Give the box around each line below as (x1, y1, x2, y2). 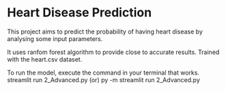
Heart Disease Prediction (7, 5, 152, 21)
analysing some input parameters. (7, 34, 103, 42)
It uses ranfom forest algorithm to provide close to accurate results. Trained (7, 48, 220, 56)
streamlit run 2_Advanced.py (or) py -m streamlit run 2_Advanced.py (7, 75, 200, 83)
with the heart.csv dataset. (7, 55, 83, 63)
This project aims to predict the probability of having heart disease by (7, 27, 203, 36)
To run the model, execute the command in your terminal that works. (7, 68, 200, 77)
